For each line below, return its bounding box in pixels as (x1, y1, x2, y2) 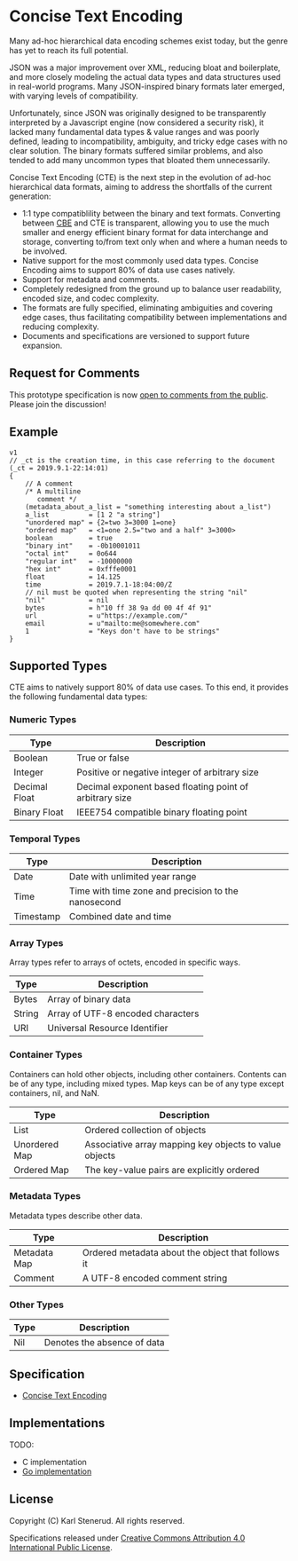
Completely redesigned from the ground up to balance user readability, (21, 283, 282, 294)
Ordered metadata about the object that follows (82, 1246, 280, 1258)
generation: (9, 191, 51, 201)
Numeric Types (9, 713, 77, 726)
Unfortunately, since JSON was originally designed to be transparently (9, 107, 267, 118)
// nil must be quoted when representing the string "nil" (25, 587, 248, 596)
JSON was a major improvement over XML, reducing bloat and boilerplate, (9, 62, 281, 73)
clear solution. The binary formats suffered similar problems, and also (9, 145, 263, 156)
